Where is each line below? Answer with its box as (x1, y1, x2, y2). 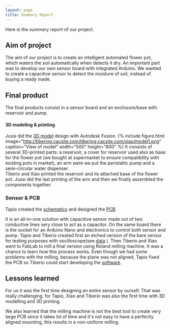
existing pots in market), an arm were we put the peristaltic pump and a (5, 160, 155, 166)
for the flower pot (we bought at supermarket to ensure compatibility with (5, 155, 159, 161)
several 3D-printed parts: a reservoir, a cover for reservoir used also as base (5, 149, 166, 156)
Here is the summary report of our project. (5, 26, 94, 32)
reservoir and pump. (5, 110, 48, 116)
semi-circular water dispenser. (5, 165, 70, 171)
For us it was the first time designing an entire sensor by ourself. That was (5, 288, 161, 294)
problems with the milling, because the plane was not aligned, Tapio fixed (5, 253, 159, 260)
